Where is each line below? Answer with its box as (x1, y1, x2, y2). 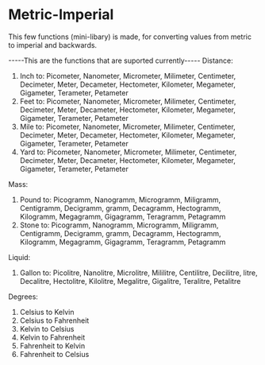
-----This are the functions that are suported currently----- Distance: (8, 56, 233, 65)
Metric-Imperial (8, 6, 114, 24)
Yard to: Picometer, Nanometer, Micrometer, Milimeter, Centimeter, (19, 147, 237, 157)
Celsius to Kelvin (19, 307, 75, 316)
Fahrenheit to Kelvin (19, 340, 86, 351)
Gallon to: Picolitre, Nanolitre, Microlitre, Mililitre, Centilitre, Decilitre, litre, (19, 268, 258, 278)
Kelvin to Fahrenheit (19, 332, 86, 342)
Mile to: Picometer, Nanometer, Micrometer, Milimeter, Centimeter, (19, 122, 236, 131)
